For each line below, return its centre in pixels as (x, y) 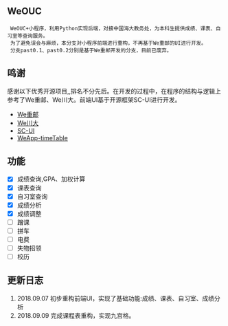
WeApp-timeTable (43, 138)
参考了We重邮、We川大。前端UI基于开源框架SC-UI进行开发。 (94, 100)
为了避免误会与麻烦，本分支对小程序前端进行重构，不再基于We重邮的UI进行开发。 (108, 43)
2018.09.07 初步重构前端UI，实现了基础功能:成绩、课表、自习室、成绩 (116, 298)
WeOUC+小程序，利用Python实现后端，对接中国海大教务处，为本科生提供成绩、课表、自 (115, 28)
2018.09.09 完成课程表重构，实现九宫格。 (76, 315)
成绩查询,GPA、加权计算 (51, 179)
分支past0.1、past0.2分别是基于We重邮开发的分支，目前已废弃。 (91, 50)
